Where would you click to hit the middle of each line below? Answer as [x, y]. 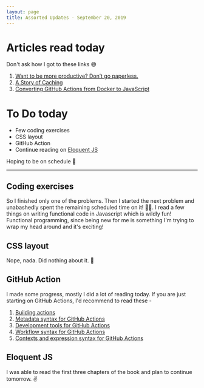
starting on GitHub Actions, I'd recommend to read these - [79, 301]
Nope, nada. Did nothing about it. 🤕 [50, 260]
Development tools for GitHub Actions [63, 325]
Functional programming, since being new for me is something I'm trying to [100, 220]
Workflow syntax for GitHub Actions [60, 332]
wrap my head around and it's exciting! [55, 227]
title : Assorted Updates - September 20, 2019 [66, 18]
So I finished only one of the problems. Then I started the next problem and [100, 201]
